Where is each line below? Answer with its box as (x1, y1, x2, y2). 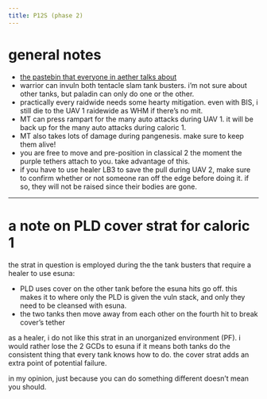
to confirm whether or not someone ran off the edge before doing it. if (19, 173, 249, 182)
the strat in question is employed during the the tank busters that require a (8, 259, 252, 270)
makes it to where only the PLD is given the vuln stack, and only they (19, 292, 246, 301)
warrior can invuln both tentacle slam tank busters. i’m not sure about (19, 80, 248, 90)
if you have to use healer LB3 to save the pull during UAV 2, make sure (19, 164, 251, 175)
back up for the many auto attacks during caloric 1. (19, 122, 187, 132)
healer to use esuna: (8, 268, 75, 278)
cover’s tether (19, 317, 65, 327)
